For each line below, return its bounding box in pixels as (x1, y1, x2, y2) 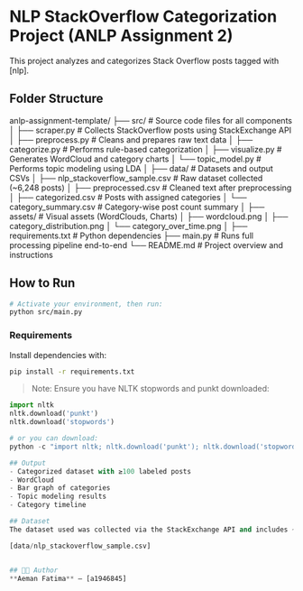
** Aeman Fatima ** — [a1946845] (9, 574, 127, 583)
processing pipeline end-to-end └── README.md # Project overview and (9, 239, 284, 250)
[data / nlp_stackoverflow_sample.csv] (9, 541, 151, 550)
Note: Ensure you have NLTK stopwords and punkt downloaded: (31, 383, 270, 394)
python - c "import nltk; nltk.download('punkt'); (9, 442, 200, 451)
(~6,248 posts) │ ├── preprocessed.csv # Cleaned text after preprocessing (9, 182, 292, 193)
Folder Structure (9, 91, 104, 106)
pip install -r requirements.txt (9, 367, 135, 376)
